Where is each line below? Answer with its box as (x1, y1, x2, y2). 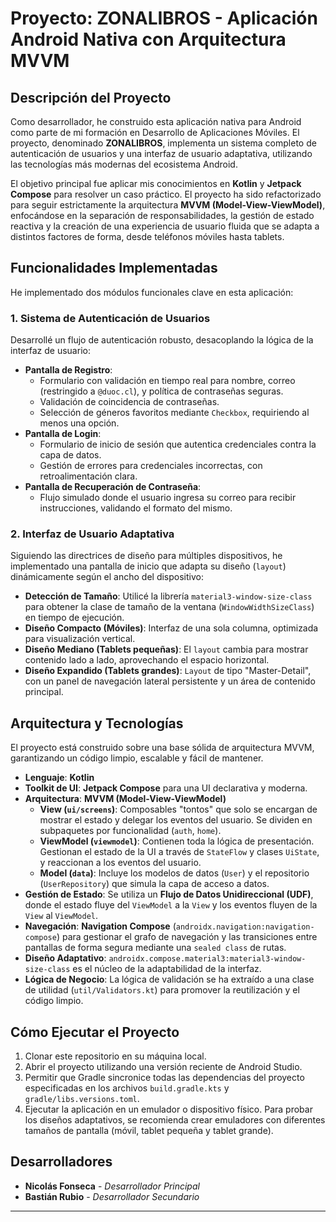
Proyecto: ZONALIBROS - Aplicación (10, 7, 318, 30)
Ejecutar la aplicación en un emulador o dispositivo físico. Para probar (24, 1103, 313, 1116)
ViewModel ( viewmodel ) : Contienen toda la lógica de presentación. (39, 835, 315, 847)
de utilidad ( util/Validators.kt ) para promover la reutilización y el (24, 984, 300, 996)
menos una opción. (39, 417, 120, 429)
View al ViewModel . (24, 910, 99, 922)
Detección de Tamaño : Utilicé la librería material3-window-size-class (24, 590, 313, 602)
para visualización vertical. (24, 633, 136, 645)
